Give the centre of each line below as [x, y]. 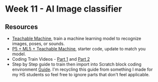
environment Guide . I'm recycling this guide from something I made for [82, 69]
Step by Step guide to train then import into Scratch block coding [77, 64]
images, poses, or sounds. [38, 44]
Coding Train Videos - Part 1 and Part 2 [51, 59]
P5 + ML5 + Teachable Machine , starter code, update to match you [79, 49]
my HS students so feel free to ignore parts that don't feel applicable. [81, 74]
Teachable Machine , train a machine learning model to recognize [77, 38]
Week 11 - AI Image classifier [64, 9]
